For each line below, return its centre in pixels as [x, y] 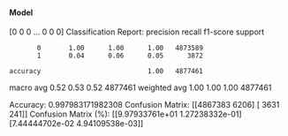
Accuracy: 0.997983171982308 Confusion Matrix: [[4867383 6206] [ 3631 [144, 105]
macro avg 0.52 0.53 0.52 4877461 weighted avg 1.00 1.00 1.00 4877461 [140, 87]
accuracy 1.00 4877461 [106, 72]
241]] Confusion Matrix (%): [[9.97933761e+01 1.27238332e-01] [125, 114]
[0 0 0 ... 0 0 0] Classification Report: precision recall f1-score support [137, 32]
